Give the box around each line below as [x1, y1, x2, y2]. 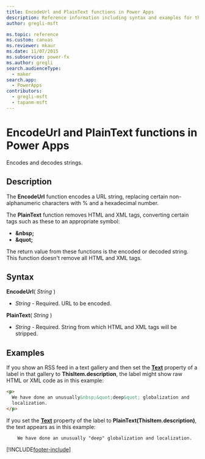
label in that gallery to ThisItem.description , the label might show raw [6, 370, 183, 378]
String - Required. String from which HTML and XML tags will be [15, 323, 177, 331]
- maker [12, 71, 32, 77]
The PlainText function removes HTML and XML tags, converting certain [6, 211, 189, 219]
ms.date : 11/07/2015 [6, 48, 59, 55]
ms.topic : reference [6, 31, 59, 37]
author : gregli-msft [6, 20, 59, 26]
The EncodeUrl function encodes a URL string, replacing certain [6, 193, 168, 200]
